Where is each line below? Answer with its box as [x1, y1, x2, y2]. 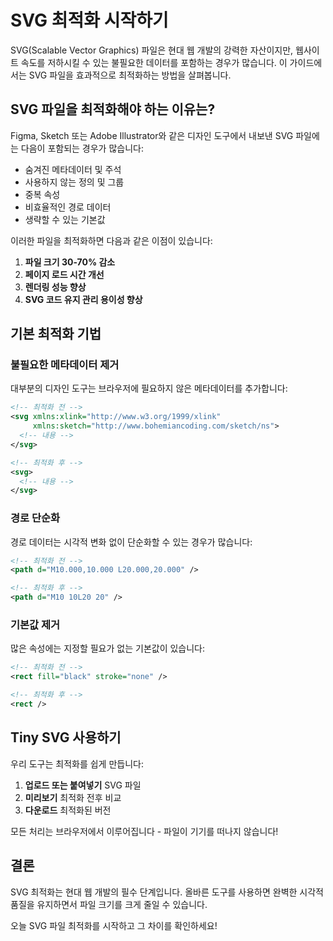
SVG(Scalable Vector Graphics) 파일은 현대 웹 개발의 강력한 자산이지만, [10, 44, 294, 56]
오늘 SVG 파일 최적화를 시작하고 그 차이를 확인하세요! [10, 919, 218, 931]
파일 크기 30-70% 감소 [24, 256, 116, 268]
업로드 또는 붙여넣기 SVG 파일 [24, 779, 142, 791]
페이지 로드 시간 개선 [24, 268, 105, 280]
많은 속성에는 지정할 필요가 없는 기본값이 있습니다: [10, 642, 206, 655]
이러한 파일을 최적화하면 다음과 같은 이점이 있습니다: [10, 234, 213, 246]
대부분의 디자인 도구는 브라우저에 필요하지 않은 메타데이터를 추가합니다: [10, 382, 288, 395]
